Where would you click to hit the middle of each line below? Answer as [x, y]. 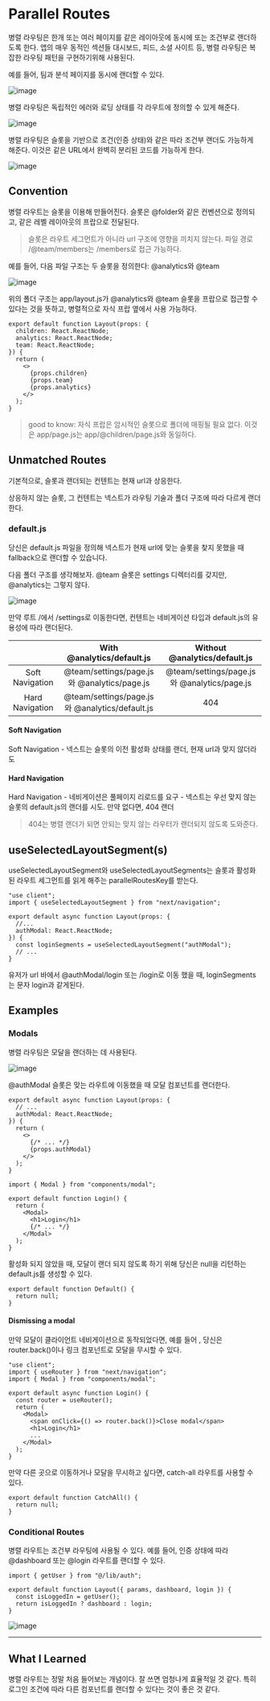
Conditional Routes [47, 1531]
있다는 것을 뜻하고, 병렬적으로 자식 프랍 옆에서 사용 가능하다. [102, 308]
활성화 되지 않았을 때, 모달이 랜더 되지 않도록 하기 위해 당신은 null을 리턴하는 [127, 1263]
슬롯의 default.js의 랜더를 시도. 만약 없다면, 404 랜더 [91, 807]
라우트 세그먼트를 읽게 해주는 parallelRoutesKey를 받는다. [107, 881]
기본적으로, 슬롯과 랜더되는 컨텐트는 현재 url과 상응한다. [95, 480]
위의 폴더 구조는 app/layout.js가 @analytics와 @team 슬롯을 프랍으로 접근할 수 [133, 298]
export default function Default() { [72, 1289]
